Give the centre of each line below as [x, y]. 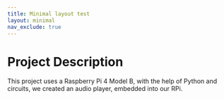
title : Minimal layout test [49, 14]
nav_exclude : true [34, 27]
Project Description [65, 62]
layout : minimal [31, 20]
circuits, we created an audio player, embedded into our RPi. [95, 89]
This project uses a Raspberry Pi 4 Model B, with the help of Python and [112, 81]
